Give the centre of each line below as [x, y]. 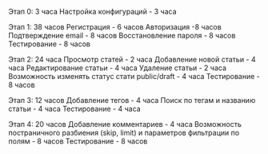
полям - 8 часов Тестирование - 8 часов [78, 141]
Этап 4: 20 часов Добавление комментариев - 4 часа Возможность [125, 124]
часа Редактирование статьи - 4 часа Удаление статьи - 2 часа [117, 68]
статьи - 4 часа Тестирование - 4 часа [75, 109]
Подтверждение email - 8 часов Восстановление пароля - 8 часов [122, 36]
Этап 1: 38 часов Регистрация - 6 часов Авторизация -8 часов [115, 27]
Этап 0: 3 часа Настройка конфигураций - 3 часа [93, 12]
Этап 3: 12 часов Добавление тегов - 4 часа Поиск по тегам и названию [132, 100]
